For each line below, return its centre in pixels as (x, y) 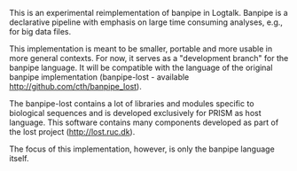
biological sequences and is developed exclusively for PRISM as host (135, 113)
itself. (19, 158)
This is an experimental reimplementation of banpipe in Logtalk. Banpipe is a (148, 13)
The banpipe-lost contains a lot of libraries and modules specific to (132, 104)
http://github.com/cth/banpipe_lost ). (75, 86)
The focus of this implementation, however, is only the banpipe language (142, 149)
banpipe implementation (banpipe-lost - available (99, 77)
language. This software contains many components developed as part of (144, 122)
